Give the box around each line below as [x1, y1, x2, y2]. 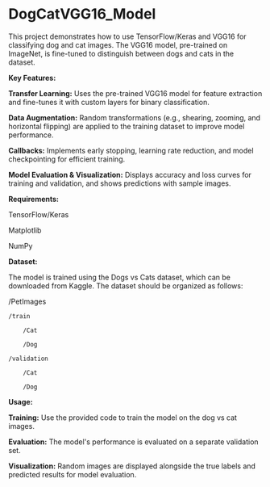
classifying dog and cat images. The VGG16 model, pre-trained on [8, 40, 228, 49]
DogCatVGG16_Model [8, 5, 156, 23]
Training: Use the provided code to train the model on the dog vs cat [8, 413, 238, 422]
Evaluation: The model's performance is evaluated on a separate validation [8, 437, 260, 447]
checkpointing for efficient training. [8, 154, 126, 164]
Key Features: [8, 73, 56, 82]
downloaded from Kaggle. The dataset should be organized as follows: [8, 280, 243, 291]
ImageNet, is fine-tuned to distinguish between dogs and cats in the [8, 48, 235, 58]
